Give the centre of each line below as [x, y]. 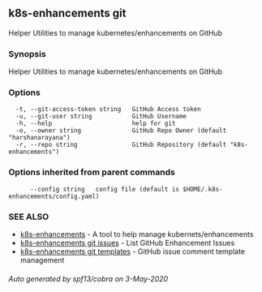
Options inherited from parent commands [92, 172]
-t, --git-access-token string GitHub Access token [108, 109]
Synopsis [27, 54]
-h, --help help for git [96, 124]
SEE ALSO [29, 217]
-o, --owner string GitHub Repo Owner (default [121, 131]
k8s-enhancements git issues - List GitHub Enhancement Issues [127, 243]
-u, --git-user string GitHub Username [101, 117]
